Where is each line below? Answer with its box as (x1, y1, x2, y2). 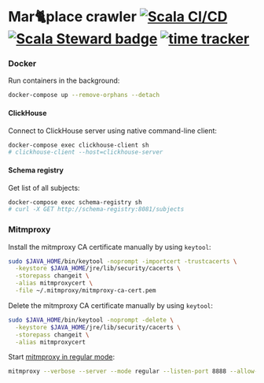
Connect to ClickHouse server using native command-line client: (8, 125, 218, 136)
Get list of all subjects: (8, 183, 80, 192)
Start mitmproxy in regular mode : (8, 352, 115, 362)
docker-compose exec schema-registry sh (8, 198, 143, 206)
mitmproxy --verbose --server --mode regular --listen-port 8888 (8, 367, 226, 376)
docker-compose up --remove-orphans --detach (8, 91, 159, 99)
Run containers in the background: (8, 76, 120, 85)
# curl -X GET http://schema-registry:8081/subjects (8, 206, 185, 214)
